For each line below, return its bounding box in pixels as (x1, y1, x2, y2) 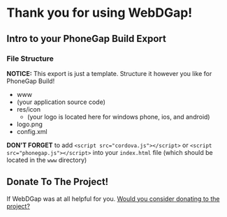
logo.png (16, 120, 43, 128)
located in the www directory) (6, 156, 87, 164)
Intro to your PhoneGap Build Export (6, 33, 167, 45)
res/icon (16, 105, 41, 113)
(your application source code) (16, 98, 106, 106)
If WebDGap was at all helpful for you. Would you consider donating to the (6, 194, 220, 203)
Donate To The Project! (6, 176, 109, 188)
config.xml (16, 127, 47, 135)
